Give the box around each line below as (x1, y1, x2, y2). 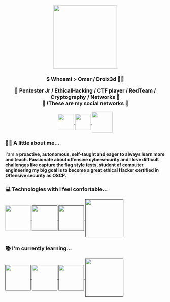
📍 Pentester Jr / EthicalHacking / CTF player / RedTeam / (14, 87, 156, 94)
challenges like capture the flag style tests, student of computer (5, 162, 144, 168)
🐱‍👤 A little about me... (5, 139, 60, 146)
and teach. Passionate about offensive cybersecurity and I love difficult (5, 156, 159, 162)
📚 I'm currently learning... (5, 245, 72, 252)
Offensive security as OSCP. (5, 172, 67, 178)
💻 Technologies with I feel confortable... (5, 186, 108, 193)
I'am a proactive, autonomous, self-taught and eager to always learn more (5, 150, 165, 157)
